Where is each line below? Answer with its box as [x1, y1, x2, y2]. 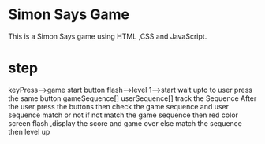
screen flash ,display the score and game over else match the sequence [8, 118, 243, 127]
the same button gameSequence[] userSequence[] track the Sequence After [8, 93, 257, 103]
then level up [8, 127, 50, 136]
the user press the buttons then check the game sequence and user [8, 102, 230, 111]
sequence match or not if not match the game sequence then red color [8, 110, 239, 120]
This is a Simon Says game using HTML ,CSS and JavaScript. [8, 31, 207, 41]
